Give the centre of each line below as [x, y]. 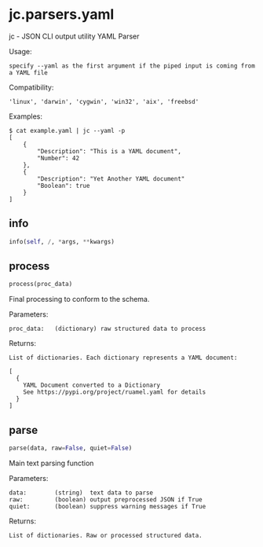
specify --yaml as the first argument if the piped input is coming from [132, 66]
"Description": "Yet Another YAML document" [111, 178]
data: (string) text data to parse [81, 493]
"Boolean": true [64, 185]
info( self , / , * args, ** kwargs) [62, 241]
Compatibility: [31, 87]
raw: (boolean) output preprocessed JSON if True [106, 500]
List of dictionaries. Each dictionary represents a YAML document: [123, 358]
